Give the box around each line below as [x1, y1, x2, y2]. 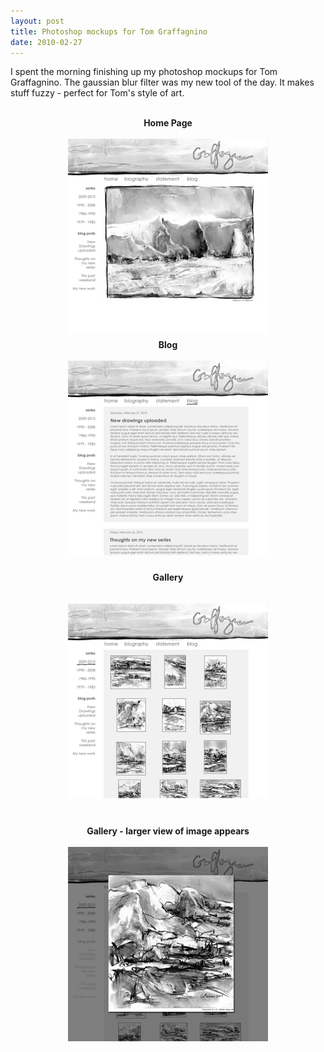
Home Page [143, 117, 193, 129]
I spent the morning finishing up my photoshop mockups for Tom [10, 66, 278, 78]
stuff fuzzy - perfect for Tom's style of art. [10, 87, 185, 99]
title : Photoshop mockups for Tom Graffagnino [10, 26, 208, 37]
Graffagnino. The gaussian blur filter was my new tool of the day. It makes [10, 76, 315, 89]
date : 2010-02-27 [10, 37, 83, 47]
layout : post [10, 16, 65, 26]
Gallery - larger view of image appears [86, 825, 250, 837]
